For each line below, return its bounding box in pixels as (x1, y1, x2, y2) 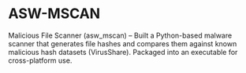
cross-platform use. (8, 56, 73, 65)
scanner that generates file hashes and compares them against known (8, 38, 237, 48)
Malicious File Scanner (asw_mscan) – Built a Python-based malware (8, 31, 233, 40)
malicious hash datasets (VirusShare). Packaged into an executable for (8, 47, 238, 57)
